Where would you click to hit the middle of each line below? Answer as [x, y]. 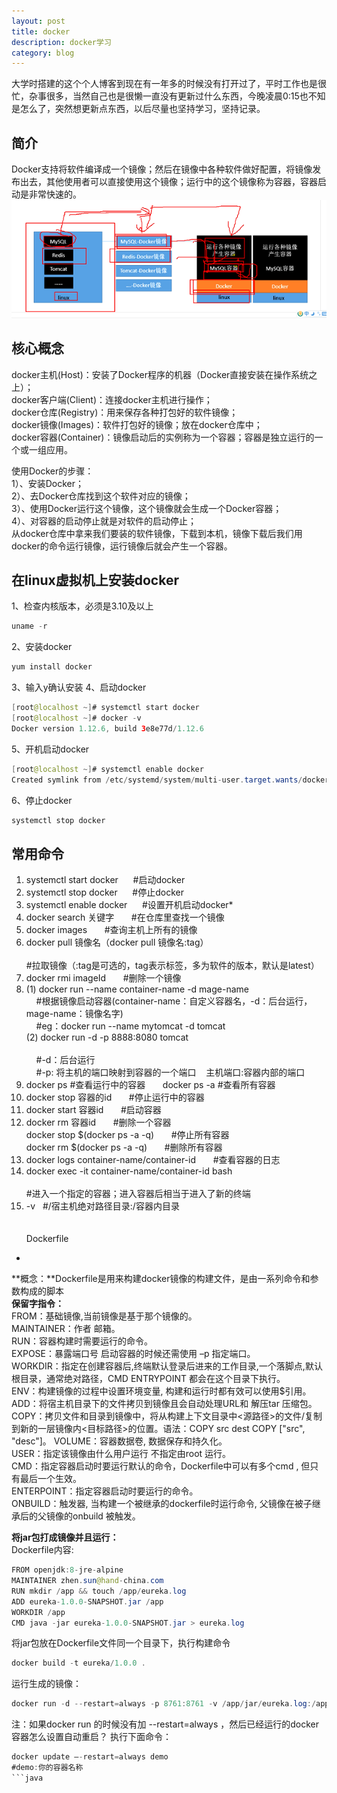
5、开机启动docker [50, 749]
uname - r [29, 626]
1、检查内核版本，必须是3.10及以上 [82, 606]
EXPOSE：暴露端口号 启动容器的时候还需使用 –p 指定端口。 [133, 1354]
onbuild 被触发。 [106, 1516]
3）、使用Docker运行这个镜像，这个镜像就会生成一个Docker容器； [147, 508]
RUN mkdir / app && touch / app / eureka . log [99, 1591]
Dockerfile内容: [42, 1550]
